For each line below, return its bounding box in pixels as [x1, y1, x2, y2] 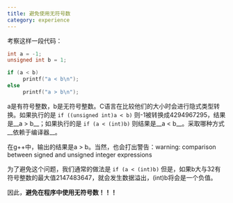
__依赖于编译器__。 [7, 127, 61, 136]
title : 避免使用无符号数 [7, 10, 71, 17]
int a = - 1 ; [7, 50, 42, 58]
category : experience [7, 17, 70, 24]
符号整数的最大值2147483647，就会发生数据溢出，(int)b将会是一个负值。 [7, 173, 217, 182]
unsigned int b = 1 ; [7, 57, 67, 64]
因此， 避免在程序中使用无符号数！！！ [7, 188, 117, 196]
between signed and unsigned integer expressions [7, 150, 152, 159]
